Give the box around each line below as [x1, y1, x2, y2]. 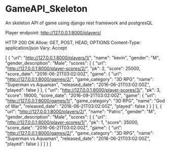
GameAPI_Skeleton [5, 3, 88, 15]
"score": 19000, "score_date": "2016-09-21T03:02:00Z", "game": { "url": [5, 92, 156, 98]
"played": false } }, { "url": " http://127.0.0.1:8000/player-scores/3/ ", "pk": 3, [5, 87, 161, 93]
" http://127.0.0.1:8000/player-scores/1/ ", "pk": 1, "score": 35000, [5, 119, 139, 125]
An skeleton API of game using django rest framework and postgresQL [5, 20, 153, 26]
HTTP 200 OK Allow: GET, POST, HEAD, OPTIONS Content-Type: [5, 39, 141, 46]
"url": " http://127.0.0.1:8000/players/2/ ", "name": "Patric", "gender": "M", [5, 108, 156, 115]
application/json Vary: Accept [5, 45, 67, 51]
